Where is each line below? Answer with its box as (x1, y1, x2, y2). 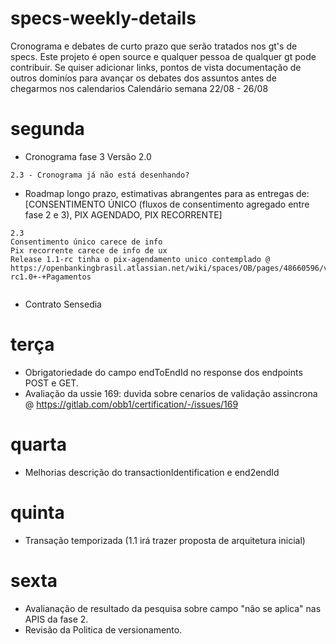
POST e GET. (24, 377, 79, 389)
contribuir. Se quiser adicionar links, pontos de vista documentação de (10, 61, 302, 73)
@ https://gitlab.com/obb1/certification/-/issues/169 (24, 398, 239, 410)
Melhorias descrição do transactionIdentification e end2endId (24, 466, 280, 478)
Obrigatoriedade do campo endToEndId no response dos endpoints (24, 366, 303, 378)
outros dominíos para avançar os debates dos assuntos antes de (10, 72, 277, 84)
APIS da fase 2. (24, 613, 89, 625)
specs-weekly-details (10, 7, 197, 30)
